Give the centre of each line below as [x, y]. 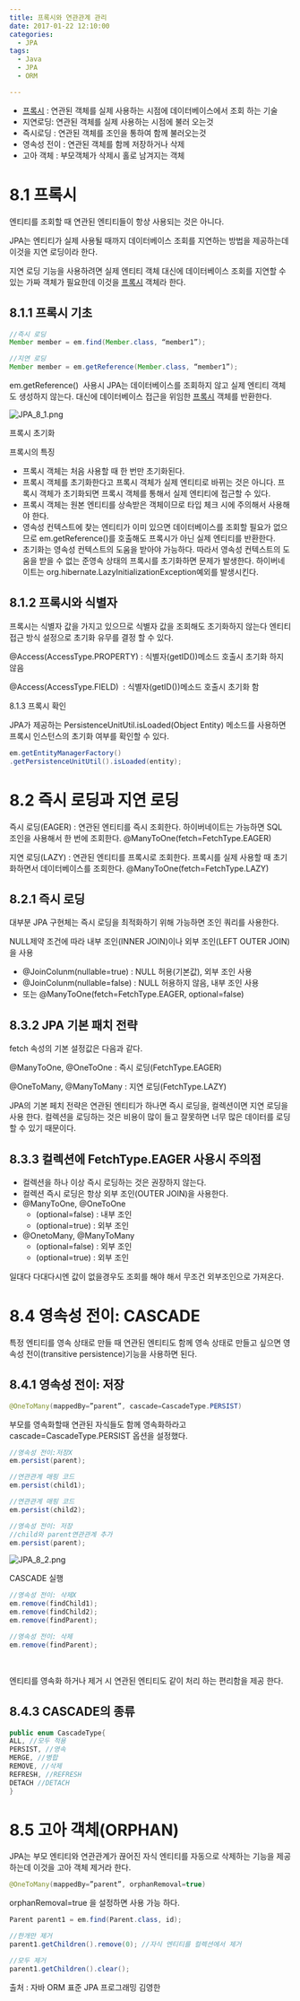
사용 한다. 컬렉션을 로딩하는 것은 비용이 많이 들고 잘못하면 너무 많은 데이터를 [142, 1117]
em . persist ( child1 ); [48, 1485]
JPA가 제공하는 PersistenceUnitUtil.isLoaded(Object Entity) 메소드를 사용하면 [148, 725]
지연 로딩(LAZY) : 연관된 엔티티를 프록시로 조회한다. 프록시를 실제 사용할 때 [140, 857]
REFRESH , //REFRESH [46, 1774]
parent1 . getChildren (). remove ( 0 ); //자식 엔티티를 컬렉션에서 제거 [125, 1944]
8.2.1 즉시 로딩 [47, 899]
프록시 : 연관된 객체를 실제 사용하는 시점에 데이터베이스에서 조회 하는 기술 [150, 110]
